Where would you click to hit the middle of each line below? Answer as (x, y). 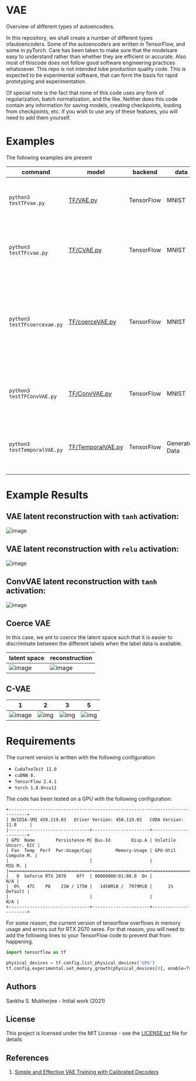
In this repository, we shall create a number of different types (79, 37)
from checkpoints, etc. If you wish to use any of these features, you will (92, 111)
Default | (18, 892)
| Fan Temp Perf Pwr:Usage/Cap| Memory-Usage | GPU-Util (91, 851)
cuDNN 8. (25, 776)
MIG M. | (17, 866)
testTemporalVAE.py (36, 450)
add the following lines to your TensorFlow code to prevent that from (88, 936)
